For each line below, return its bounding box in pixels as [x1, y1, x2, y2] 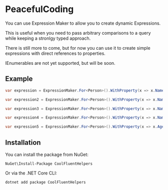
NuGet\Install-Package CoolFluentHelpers [5, 161, 93, 166]
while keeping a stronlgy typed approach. [5, 35, 91, 41]
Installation [5, 138, 41, 147]
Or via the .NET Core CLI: [5, 170, 57, 176]
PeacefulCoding [5, 4, 74, 15]
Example [5, 74, 33, 83]
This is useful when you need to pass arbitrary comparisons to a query [5, 30, 151, 36]
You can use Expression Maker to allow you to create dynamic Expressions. [5, 20, 161, 26]
